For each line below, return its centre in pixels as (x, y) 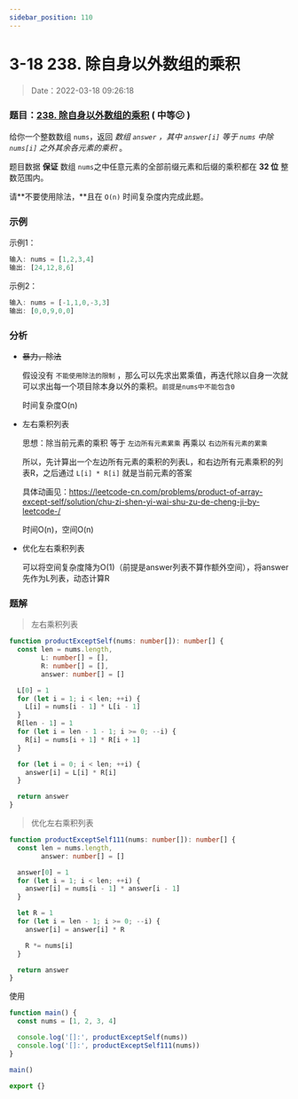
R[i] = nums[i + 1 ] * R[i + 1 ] (83, 739)
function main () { (43, 1013)
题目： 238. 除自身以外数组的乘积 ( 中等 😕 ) (100, 115)
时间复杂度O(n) (50, 405)
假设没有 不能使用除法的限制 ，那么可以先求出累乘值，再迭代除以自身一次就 (155, 375)
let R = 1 (35, 913)
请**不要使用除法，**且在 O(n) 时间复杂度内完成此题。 (109, 196)
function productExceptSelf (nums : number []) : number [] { (117, 641)
